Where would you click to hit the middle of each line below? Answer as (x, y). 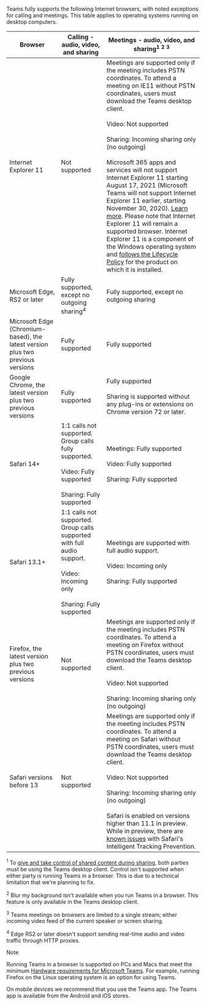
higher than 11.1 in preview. (147, 823)
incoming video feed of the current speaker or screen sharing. (85, 921)
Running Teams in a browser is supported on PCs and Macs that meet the (99, 964)
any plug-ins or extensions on (150, 404)
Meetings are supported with (148, 543)
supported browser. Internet (147, 231)
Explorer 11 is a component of (150, 239)
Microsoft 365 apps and (141, 162)
